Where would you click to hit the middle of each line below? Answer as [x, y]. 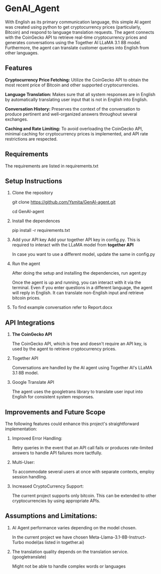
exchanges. [16, 119]
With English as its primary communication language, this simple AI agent [78, 22]
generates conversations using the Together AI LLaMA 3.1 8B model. [73, 42]
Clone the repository [32, 193]
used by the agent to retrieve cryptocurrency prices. [64, 349]
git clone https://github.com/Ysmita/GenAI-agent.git [64, 202]
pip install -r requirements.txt [41, 230]
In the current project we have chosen [50, 537]
